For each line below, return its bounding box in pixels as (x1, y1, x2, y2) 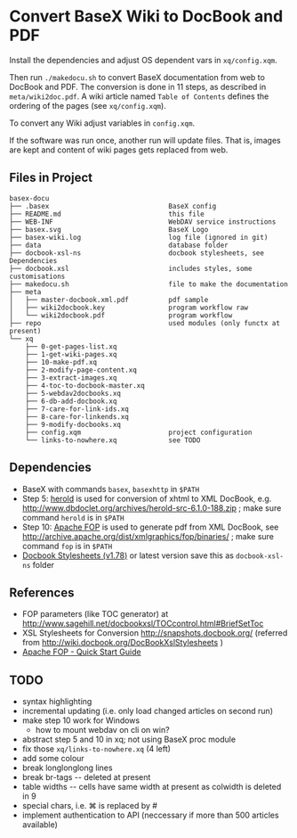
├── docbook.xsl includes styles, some (9, 264, 253, 273)
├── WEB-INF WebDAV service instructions (9, 217, 277, 226)
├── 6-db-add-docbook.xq (25, 397, 117, 406)
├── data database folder (9, 241, 229, 250)
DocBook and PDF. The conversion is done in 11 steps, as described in (9, 81, 267, 92)
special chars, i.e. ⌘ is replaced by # (21, 801, 158, 811)
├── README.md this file (9, 209, 205, 218)
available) (21, 819, 58, 830)
